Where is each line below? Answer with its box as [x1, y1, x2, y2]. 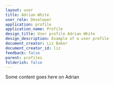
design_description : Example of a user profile [5, 36, 109, 41]
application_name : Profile [5, 27, 63, 32]
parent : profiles [5, 55, 43, 60]
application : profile [5, 22, 52, 27]
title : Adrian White [5, 12, 50, 17]
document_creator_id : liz [5, 46, 61, 51]
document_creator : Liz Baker [5, 41, 68, 46]
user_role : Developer [5, 17, 52, 22]
